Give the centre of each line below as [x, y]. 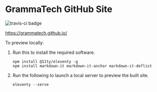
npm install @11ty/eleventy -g [45, 61]
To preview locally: [25, 42]
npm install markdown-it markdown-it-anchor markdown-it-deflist [82, 66]
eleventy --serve [31, 84]
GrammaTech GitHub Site [59, 9]
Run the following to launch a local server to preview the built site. [81, 75]
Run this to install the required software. [54, 52]
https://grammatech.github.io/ [36, 33]
